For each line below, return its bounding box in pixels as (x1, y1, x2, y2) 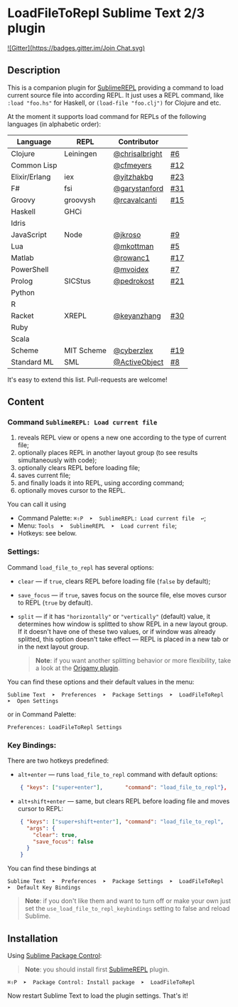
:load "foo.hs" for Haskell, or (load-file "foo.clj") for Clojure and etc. (7, 98, 222, 107)
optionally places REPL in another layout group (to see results (17, 449, 198, 457)
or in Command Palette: (7, 710, 77, 719)
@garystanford (113, 183, 164, 193)
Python (11, 287, 36, 297)
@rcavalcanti (113, 194, 158, 204)
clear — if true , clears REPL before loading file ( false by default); (17, 577, 211, 585)
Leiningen (63, 148, 97, 158)
